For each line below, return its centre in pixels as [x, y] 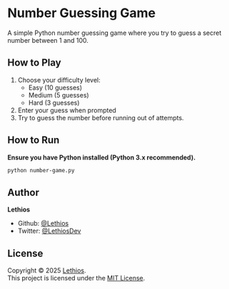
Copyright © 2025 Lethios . [47, 270]
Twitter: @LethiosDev [49, 231]
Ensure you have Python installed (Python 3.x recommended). [102, 157]
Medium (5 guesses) [58, 95]
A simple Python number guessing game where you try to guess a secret [114, 33]
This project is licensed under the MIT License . [76, 278]
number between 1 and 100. [48, 40]
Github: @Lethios [43, 224]
